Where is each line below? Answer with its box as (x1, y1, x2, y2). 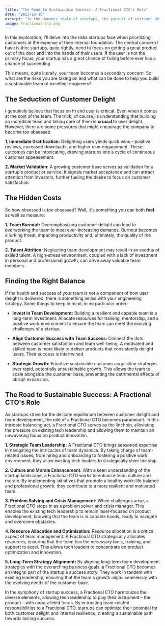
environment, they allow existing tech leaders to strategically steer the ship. (5, 457, 158, 463)
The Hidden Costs (5, 194, 61, 202)
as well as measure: (5, 212, 45, 218)
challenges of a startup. (12, 326, 60, 332)
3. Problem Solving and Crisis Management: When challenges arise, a (5, 497, 149, 503)
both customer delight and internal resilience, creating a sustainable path (5, 610, 153, 616)
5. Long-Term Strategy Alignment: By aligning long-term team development (5, 558, 160, 564)
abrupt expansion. (12, 376, 49, 382)
